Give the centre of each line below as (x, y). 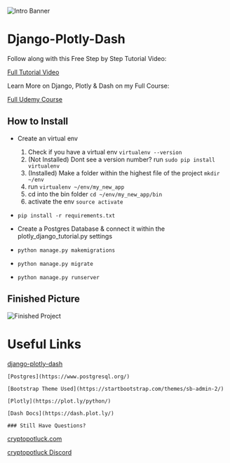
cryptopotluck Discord (40, 452)
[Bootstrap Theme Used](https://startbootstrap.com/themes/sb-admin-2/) (116, 389)
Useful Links (45, 344)
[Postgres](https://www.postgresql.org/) (69, 376)
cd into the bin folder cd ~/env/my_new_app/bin (95, 194)
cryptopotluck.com (35, 438)
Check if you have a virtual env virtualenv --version (105, 152)
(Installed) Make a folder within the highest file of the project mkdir (124, 173)
